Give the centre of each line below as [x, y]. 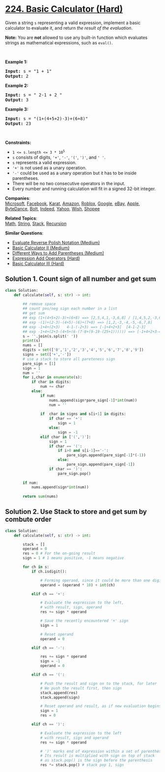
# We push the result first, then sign [81, 688]
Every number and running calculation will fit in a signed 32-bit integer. [84, 189]
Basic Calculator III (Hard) [38, 263]
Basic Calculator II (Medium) [41, 248]
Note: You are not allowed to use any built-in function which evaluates [76, 37]
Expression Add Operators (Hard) [46, 258]
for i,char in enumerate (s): [53, 377]
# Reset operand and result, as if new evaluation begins [101, 706]
